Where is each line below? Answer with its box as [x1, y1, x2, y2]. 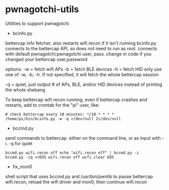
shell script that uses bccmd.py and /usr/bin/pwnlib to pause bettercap [5, 173, 153, 179]
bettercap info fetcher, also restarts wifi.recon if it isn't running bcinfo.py [5, 40, 157, 46]
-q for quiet [9, 140, 33, 146]
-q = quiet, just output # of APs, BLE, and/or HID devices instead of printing [5, 81, 162, 87]
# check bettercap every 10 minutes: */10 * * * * [5, 112, 114, 117]
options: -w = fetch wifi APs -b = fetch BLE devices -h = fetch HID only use [5, 66, 162, 72]
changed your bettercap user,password [5, 56, 88, 62]
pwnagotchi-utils [5, 4, 79, 15]
